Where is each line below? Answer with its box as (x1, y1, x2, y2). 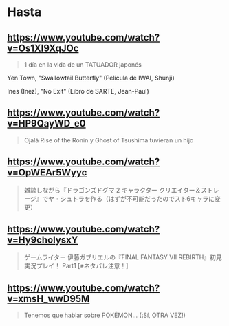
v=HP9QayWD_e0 (7, 118, 86, 129)
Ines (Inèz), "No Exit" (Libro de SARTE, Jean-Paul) (7, 87, 149, 95)
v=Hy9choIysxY (7, 235, 78, 246)
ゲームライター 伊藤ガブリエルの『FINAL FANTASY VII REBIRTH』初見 (23, 253, 222, 261)
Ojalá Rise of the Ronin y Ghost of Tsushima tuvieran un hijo (23, 135, 194, 144)
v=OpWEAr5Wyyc (7, 166, 87, 179)
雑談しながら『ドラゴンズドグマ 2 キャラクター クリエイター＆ (23, 186, 201, 194)
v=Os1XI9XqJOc (7, 42, 79, 54)
